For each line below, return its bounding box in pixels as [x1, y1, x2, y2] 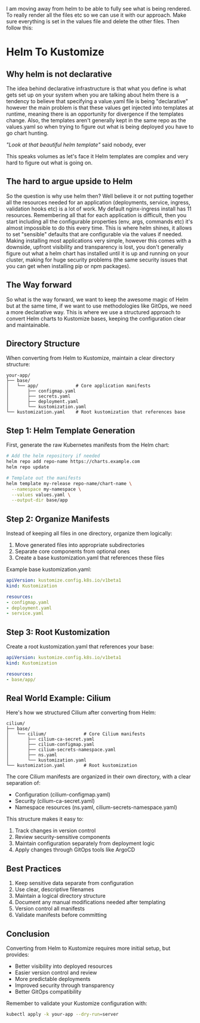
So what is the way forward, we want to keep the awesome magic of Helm [6, 296, 189, 303]
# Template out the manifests [6, 475, 82, 481]
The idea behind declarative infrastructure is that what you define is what [6, 85, 186, 92]
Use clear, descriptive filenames [14, 886, 94, 893]
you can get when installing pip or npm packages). [6, 262, 131, 269]
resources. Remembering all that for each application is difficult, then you [6, 211, 187, 218]
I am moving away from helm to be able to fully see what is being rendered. [6, 5, 192, 12]
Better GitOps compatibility [14, 988, 82, 995]
